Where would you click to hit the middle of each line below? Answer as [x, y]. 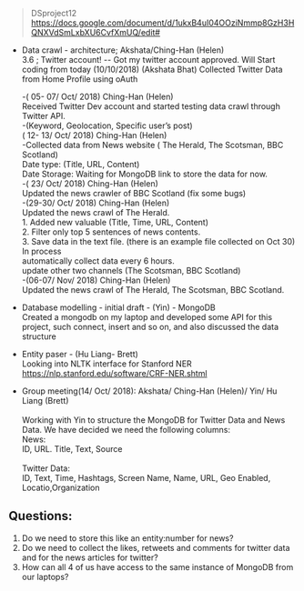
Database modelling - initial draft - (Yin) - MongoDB [118, 307]
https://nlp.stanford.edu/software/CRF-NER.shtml [114, 373]
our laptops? [45, 576]
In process [41, 251]
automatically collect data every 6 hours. [98, 261]
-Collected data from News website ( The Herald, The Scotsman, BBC [152, 145]
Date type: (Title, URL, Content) [81, 164]
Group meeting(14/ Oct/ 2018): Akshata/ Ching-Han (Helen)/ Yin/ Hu [149, 391]
